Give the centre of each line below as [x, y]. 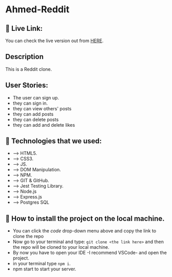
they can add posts [33, 114]
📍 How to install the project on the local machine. [85, 218]
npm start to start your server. [44, 269]
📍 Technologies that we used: [54, 141]
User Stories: [27, 85]
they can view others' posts [42, 108]
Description [24, 57]
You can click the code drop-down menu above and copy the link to [84, 231]
